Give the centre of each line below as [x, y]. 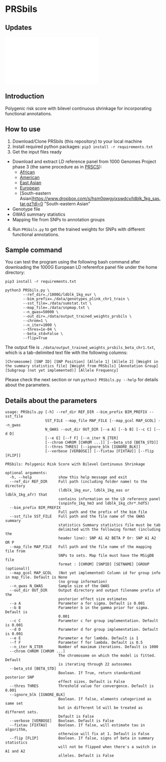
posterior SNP [20, 677]
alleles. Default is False [86, 756]
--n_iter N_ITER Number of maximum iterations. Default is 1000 [84, 647]
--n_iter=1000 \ [40, 325]
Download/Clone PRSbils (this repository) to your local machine [77, 141]
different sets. [22, 712]
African [27, 172]
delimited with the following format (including [110, 530]
